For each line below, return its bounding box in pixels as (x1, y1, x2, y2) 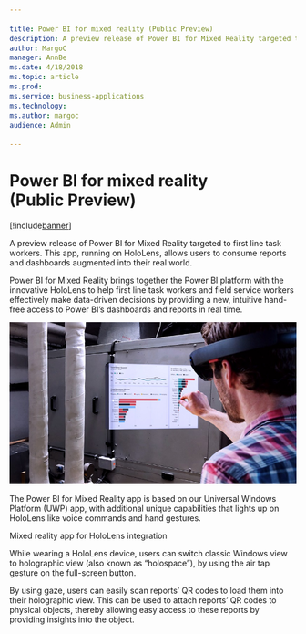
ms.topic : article (9, 73, 79, 82)
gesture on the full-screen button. (9, 566, 137, 578)
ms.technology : (9, 101, 67, 110)
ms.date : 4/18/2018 (9, 63, 84, 72)
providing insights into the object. (9, 614, 135, 625)
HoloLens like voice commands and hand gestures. (9, 512, 202, 524)
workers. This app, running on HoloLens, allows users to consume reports (9, 247, 287, 259)
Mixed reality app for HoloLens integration (9, 530, 168, 541)
